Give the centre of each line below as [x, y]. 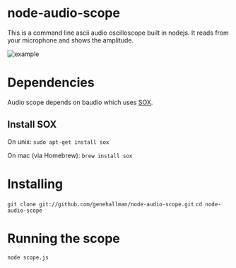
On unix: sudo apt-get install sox [58, 141]
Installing [35, 184]
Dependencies [51, 83]
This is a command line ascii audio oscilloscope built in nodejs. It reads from [118, 33]
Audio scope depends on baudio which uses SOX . [80, 102]
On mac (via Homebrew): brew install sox [70, 155]
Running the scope [64, 238]
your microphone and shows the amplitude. [71, 40]
